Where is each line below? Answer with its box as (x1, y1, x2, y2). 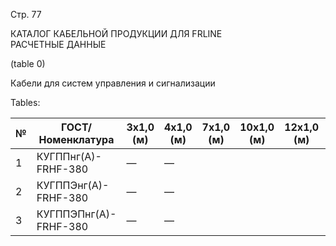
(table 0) (10, 58, 46, 69)
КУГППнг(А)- (36, 150, 102, 163)
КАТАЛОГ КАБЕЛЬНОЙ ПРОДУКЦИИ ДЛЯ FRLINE (10, 28, 223, 39)
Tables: (10, 97, 41, 108)
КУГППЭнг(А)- (36, 179, 110, 192)
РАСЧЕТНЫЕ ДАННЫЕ (10, 39, 107, 50)
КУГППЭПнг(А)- (36, 207, 117, 221)
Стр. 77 (10, 9, 42, 20)
